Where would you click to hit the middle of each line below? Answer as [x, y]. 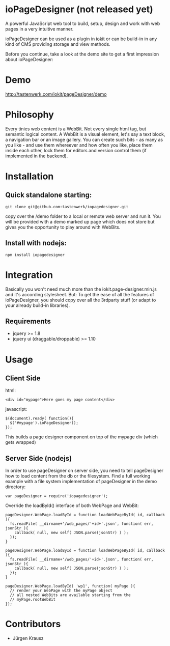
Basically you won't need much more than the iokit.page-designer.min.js [81, 289]
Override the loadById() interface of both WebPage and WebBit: [72, 505]
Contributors [33, 624]
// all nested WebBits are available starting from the [70, 595]
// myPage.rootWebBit [33, 600]
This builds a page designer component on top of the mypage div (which [82, 437]
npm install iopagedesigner [35, 255]
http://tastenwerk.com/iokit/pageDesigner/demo [56, 94]
